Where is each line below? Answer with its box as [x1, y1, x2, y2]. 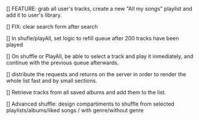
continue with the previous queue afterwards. [6, 59, 119, 66]
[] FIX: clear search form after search [6, 23, 98, 30]
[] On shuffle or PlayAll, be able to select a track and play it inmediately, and [6, 53, 194, 59]
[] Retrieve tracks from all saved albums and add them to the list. [6, 89, 167, 95]
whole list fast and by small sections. [6, 77, 97, 84]
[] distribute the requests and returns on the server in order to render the [6, 71, 186, 77]
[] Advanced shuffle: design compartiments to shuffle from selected [6, 100, 174, 107]
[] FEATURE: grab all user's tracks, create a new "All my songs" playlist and [6, 5, 192, 12]
